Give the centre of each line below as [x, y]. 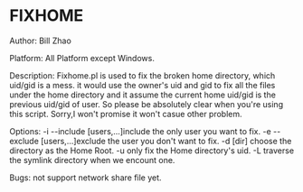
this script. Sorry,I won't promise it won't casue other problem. [126, 114]
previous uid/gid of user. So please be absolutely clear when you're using [146, 104]
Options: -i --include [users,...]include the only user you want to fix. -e [140, 131]
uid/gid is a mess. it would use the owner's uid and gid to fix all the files [142, 85]
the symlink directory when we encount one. [92, 160]
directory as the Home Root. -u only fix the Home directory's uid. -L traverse [152, 151]
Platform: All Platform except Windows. [82, 58]
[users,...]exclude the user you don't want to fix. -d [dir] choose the [166, 141]
